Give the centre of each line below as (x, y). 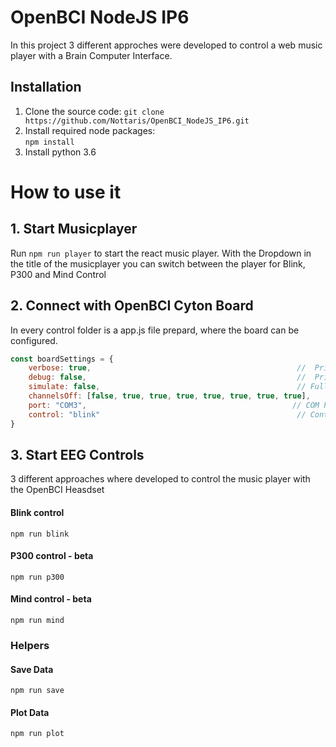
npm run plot (37, 734)
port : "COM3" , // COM (174, 405)
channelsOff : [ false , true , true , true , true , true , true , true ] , (169, 396)
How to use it (66, 192)
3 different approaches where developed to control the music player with (160, 479)
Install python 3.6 (60, 152)
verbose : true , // (167, 368)
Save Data (32, 669)
